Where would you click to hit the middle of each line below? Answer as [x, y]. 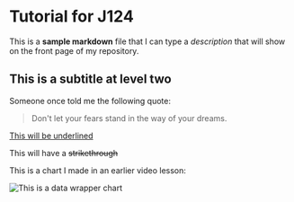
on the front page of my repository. [74, 50]
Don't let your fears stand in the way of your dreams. [129, 118]
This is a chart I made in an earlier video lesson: [98, 170]
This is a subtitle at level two [91, 79]
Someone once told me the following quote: [90, 101]
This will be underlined [51, 136]
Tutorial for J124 [72, 17]
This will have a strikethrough [64, 153]
